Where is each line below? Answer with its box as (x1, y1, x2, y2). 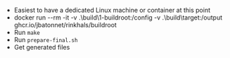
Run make (13, 28, 40, 36)
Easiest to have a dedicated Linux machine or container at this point (13, 6, 211, 14)
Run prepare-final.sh (13, 36, 78, 44)
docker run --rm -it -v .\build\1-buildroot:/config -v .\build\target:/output (13, 13, 223, 22)
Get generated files (13, 43, 70, 51)
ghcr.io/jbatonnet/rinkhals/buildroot (13, 21, 117, 29)
